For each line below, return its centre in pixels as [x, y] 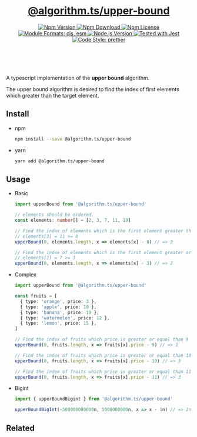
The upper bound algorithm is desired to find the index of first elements [93, 89]
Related [21, 428]
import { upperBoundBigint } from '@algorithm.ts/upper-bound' [94, 399]
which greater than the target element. [53, 95]
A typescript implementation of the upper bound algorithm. [78, 78]
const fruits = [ [36, 296]
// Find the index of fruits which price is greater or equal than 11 [103, 372]
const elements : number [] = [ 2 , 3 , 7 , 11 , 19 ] [73, 221]
